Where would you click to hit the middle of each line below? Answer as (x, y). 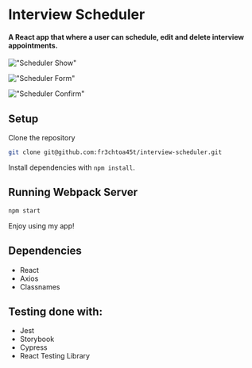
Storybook (37, 339)
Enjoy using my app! (41, 226)
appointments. (33, 45)
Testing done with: (56, 311)
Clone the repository (42, 138)
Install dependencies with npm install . (72, 167)
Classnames (40, 286)
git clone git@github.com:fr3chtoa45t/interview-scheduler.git (115, 152)
